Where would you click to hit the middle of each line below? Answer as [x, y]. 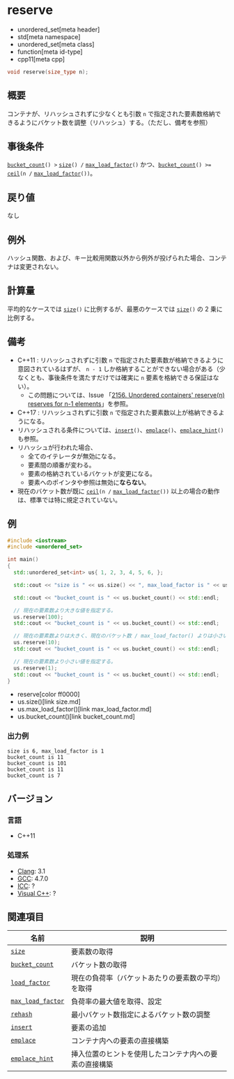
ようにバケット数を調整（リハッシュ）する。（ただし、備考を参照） [115, 122]
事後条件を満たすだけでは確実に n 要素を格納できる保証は [131, 377]
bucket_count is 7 [34, 775]
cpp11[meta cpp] [41, 59]
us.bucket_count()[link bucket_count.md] [76, 717]
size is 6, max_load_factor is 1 [56, 751]
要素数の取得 [92, 952]
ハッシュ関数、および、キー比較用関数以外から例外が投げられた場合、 [108, 258]
